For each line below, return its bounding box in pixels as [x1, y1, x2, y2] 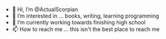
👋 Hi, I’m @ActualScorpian [12, 6, 78, 13]
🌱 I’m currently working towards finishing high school [12, 19, 146, 26]
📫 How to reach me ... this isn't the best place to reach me [12, 26, 160, 33]
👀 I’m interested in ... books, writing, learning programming [12, 12, 159, 19]
